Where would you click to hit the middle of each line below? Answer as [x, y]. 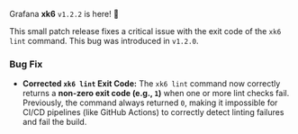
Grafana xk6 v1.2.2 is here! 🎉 [64, 14]
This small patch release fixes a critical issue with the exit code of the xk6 [145, 31]
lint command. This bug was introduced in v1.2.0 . [104, 41]
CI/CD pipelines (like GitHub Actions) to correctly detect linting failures [153, 112]
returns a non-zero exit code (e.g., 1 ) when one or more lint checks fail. [156, 94]
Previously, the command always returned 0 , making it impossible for [150, 103]
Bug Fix [26, 64]
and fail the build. [54, 122]
